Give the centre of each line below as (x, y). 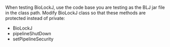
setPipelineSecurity (33, 39)
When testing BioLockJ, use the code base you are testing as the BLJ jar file (85, 7)
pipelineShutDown (32, 33)
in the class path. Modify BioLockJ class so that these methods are (76, 13)
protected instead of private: (35, 18)
